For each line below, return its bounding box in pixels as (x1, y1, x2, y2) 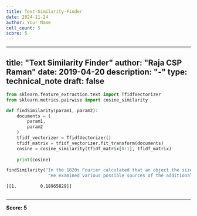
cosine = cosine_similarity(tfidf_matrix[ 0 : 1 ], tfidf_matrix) (16, 146, 172, 151)
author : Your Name (6, 19, 51, 25)
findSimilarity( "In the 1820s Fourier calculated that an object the (6, 167, 180, 173)
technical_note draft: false (6, 76, 104, 86)
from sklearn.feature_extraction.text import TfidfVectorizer (6, 92, 161, 97)
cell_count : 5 (6, 25, 41, 31)
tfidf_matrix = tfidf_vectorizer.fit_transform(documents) (16, 140, 164, 146)
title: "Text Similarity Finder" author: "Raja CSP (6, 58, 182, 67)
